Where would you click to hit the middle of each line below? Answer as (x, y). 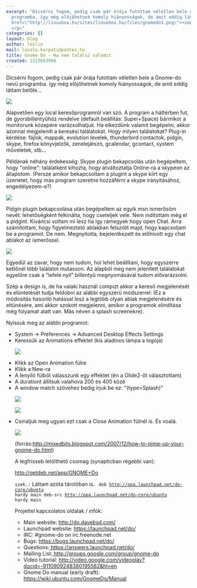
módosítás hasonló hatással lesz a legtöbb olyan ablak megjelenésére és (94, 299)
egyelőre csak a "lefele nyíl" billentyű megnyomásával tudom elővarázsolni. (97, 275)
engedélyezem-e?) (29, 186)
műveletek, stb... (26, 150)
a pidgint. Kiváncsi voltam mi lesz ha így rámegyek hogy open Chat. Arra (94, 221)
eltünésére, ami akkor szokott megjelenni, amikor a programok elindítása (94, 305)
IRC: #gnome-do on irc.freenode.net (67, 534)
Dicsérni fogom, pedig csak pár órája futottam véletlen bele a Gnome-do (94, 78)
